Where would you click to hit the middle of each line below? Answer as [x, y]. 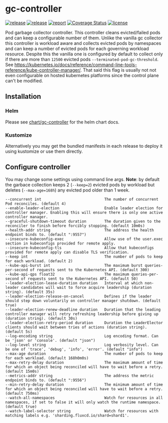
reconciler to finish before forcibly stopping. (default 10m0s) [75, 226]
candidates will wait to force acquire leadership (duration [86, 287]
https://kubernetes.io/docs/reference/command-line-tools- [76, 65]
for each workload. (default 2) [39, 261]
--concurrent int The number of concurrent [82, 199]
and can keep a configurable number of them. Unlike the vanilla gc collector [84, 38]
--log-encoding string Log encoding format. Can [82, 336]
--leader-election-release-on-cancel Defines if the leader [78, 296]
